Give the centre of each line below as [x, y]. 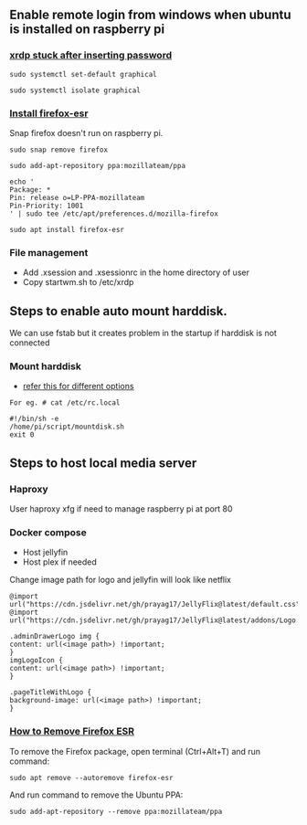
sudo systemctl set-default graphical [83, 74]
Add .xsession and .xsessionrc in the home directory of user [136, 272]
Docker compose [48, 532]
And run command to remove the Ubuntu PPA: [96, 795]
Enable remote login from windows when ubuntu [150, 15]
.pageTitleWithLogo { [51, 693]
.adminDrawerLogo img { [55, 637]
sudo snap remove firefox [58, 150]
